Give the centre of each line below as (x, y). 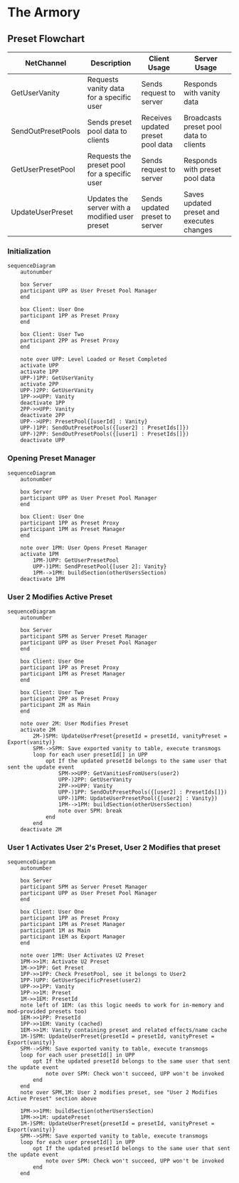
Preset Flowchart (46, 39)
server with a (109, 207)
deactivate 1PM (43, 579)
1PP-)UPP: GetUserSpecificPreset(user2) (81, 980)
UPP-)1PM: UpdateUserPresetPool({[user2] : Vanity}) (138, 798)
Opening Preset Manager (52, 458)
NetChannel (46, 63)
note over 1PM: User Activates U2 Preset (82, 956)
